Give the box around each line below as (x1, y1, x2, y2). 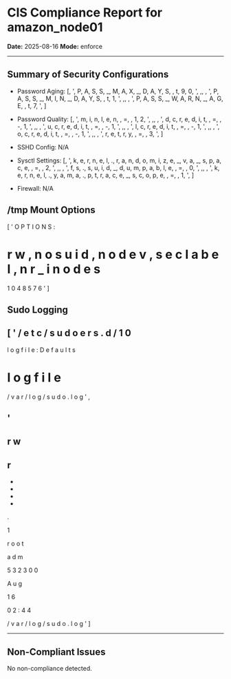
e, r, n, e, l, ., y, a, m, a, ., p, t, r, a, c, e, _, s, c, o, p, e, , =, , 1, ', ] (16, 171, 195, 179)
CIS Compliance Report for (7, 5, 163, 21)
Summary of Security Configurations (7, 69, 169, 81)
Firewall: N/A (16, 184, 54, 192)
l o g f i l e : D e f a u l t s (7, 346, 76, 354)
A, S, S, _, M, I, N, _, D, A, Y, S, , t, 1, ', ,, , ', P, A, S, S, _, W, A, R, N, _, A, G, (16, 94, 223, 103)
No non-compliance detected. (7, 665, 93, 673)
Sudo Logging (7, 304, 69, 315)
